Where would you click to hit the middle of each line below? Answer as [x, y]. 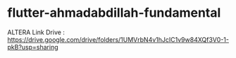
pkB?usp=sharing [33, 47]
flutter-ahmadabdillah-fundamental [114, 13]
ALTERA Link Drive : [36, 32]
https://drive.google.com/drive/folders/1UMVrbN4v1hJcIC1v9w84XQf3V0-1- [118, 39]
